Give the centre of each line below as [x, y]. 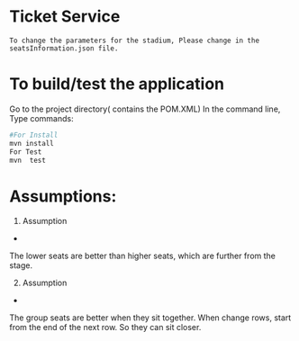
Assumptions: [63, 196]
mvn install [32, 143]
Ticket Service [65, 17]
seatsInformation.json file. [64, 48]
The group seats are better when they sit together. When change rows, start [150, 318]
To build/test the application [117, 84]
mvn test [28, 160]
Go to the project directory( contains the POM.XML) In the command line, [145, 109]
